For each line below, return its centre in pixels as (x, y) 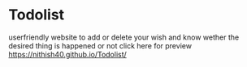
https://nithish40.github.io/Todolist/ (68, 54)
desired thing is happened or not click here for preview (100, 45)
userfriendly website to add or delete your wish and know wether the (124, 37)
